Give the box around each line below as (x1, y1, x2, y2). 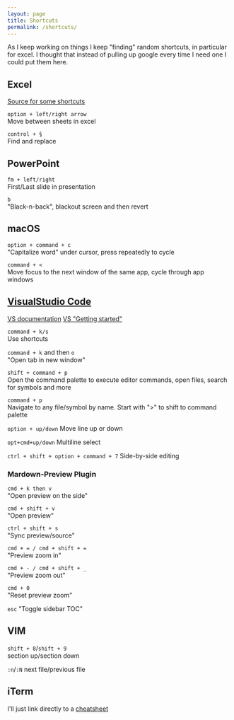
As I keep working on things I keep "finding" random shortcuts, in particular (7, 43, 228, 52)
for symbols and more (7, 383, 72, 391)
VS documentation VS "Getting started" (7, 314, 122, 323)
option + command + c (7, 241, 71, 248)
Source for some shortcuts (7, 97, 86, 106)
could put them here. (7, 58, 69, 66)
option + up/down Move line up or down (7, 424, 123, 432)
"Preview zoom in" (7, 551, 62, 559)
